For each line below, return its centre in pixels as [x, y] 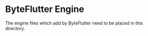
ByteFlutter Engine [45, 9]
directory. [15, 28]
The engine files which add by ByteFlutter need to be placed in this [74, 23]
